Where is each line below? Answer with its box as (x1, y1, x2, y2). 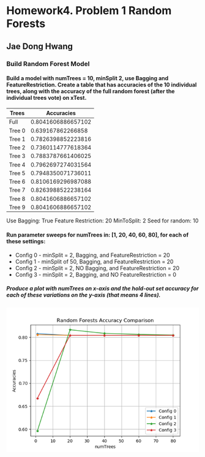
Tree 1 (9, 135, 26, 143)
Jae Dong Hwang (6, 41, 73, 51)
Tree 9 (9, 203, 26, 211)
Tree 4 (9, 161, 26, 168)
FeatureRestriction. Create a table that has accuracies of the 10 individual (6, 81, 197, 89)
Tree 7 (9, 186, 26, 194)
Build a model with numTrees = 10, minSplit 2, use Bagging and (6, 75, 169, 82)
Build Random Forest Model (6, 59, 90, 68)
